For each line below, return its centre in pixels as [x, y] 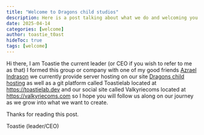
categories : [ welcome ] [35, 29]
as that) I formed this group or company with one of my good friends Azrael [101, 70]
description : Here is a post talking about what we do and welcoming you [102, 18]
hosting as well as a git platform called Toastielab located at [82, 82]
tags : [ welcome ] [27, 46]
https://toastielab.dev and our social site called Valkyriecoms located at [96, 89]
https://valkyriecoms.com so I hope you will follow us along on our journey [100, 96]
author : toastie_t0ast [35, 35]
